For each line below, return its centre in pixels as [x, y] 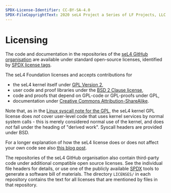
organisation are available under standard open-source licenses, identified [84, 60]
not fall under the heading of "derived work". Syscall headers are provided [84, 127]
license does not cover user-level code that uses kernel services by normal [84, 116]
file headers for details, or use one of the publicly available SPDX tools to [82, 168]
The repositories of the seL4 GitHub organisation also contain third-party [82, 158]
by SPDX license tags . [29, 65]
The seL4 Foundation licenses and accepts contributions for [69, 75]
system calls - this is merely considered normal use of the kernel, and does [84, 122]
